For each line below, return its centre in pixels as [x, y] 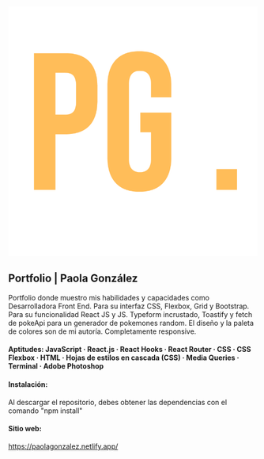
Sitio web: [25, 429]
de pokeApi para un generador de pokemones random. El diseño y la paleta [131, 323]
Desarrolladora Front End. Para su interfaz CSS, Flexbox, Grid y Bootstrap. [129, 306]
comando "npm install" [45, 411]
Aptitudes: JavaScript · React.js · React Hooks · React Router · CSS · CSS [130, 350]
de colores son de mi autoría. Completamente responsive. [102, 331]
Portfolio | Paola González [73, 279]
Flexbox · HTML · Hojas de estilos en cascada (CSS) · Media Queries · [124, 358]
